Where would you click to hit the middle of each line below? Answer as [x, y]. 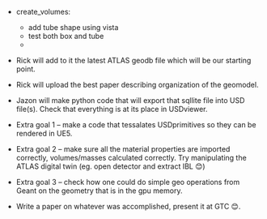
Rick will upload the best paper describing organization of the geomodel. [137, 85]
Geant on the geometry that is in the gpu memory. [99, 191]
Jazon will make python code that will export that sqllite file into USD [130, 100]
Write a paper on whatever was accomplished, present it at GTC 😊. [128, 206]
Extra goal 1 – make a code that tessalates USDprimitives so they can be [136, 125]
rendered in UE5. [44, 133]
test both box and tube [66, 36]
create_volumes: [43, 12]
